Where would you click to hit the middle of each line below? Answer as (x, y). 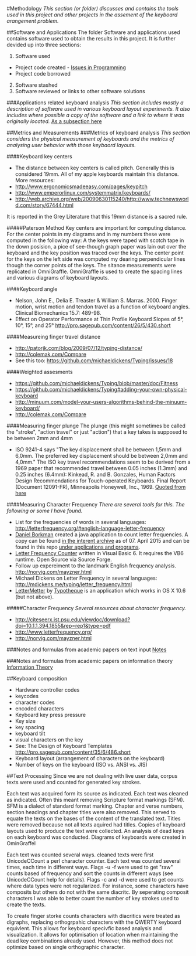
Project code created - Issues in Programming (70, 67)
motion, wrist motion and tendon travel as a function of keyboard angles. (102, 307)
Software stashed (36, 85)
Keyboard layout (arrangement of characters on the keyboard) (90, 758)
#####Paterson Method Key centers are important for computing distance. (97, 228)
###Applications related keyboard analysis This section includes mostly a (95, 103)
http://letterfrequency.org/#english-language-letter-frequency (90, 528)
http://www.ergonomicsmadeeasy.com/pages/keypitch (81, 186)
